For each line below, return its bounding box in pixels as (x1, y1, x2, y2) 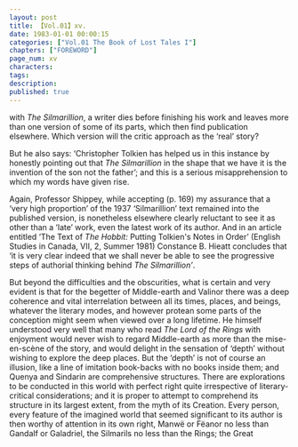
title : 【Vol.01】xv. (9, 21, 87, 30)
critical (9, 390, 35, 401)
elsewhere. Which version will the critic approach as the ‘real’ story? (9, 131, 260, 141)
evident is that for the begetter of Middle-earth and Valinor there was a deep (9, 286, 290, 297)
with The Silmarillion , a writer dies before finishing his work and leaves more (9, 112, 289, 123)
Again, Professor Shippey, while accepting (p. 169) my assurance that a (9, 193, 271, 204)
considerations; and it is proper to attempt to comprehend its (36, 390, 259, 401)
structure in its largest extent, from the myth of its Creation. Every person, (9, 399, 280, 410)
